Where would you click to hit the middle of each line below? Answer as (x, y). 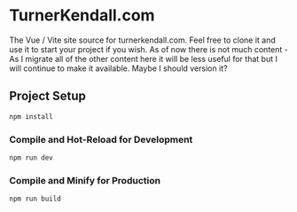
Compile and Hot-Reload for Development (101, 139)
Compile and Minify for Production (85, 180)
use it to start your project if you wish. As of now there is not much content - (148, 49)
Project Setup (48, 96)
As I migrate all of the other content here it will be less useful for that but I (143, 59)
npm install (31, 116)
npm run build (35, 199)
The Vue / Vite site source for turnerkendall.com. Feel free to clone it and (143, 40)
